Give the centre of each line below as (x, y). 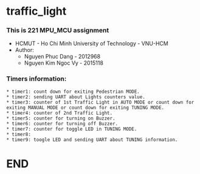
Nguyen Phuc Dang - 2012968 (62, 57)
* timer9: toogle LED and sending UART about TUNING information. (92, 140)
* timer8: (19, 134)
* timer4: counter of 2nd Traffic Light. (60, 113)
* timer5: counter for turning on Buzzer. (61, 118)
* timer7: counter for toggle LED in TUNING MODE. (72, 129)
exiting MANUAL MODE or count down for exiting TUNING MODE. (85, 107)
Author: (25, 50)
